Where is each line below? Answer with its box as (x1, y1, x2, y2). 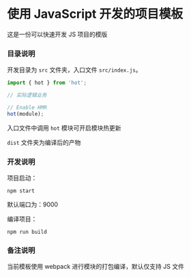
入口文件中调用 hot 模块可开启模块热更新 (7, 124, 121, 132)
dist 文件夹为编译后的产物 (7, 138, 81, 146)
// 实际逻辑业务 (7, 92, 47, 99)
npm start (7, 187, 35, 195)
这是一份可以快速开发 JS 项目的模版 (7, 30, 108, 38)
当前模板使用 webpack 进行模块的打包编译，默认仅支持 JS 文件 (7, 263, 184, 271)
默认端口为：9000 (7, 200, 59, 209)
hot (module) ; (7, 110, 44, 117)
